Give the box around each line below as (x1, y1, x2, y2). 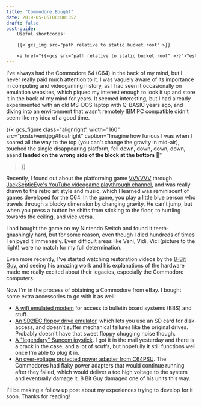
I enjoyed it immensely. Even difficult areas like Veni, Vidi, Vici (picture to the (6, 237, 195, 244)
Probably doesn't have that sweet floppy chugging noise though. (14, 330, 176, 337)
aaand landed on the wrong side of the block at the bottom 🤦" (6, 151, 162, 158)
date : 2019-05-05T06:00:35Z (6, 14, 77, 20)
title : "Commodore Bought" (6, 8, 74, 15)
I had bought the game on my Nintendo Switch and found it (6, 224, 153, 232)
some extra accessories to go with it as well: (6, 292, 116, 300)
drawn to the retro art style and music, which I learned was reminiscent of (6, 187, 189, 194)
